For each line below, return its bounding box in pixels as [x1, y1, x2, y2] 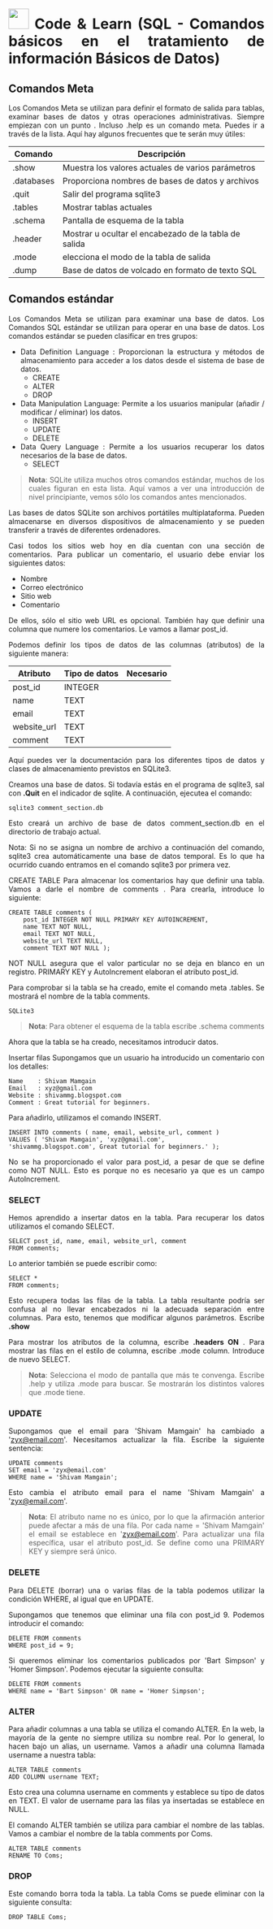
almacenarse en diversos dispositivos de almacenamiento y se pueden [8, 516, 265, 526]
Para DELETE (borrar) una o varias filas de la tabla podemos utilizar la [8, 1585, 265, 1595]
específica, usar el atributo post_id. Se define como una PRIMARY [28, 1538, 265, 1548]
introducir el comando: [8, 1618, 84, 1628]
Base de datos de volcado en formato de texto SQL [62, 265, 258, 275]
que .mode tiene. [28, 1388, 85, 1398]
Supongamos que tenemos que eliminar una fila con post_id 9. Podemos [8, 1610, 265, 1619]
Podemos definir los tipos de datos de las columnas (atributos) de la [8, 639, 265, 649]
